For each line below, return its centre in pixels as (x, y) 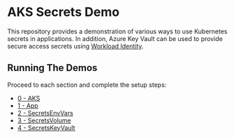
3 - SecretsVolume (44, 120)
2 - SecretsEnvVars (45, 113)
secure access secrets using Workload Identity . (75, 46)
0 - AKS (29, 98)
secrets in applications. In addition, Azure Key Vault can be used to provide (115, 38)
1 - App (28, 106)
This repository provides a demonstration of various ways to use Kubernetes (117, 31)
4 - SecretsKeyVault (46, 128)
